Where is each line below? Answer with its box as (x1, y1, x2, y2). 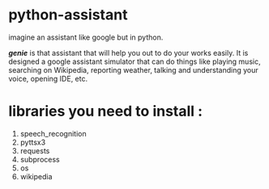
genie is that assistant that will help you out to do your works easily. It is (8, 48, 249, 57)
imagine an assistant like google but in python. (8, 32, 164, 42)
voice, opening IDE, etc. (8, 73, 88, 83)
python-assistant (8, 6, 128, 24)
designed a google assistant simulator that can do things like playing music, (8, 57, 261, 66)
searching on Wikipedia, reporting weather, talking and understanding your (8, 65, 259, 74)
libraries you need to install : (8, 103, 203, 120)
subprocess (19, 154, 60, 164)
